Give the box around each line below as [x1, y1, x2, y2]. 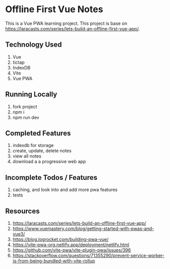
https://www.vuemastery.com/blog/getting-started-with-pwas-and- [12, 225, 154, 232]
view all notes [12, 153, 41, 159]
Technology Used [5, 41, 62, 49]
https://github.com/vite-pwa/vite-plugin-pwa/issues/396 [12, 247, 131, 253]
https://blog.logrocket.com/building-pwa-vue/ [12, 237, 109, 242]
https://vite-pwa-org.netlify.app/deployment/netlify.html [12, 242, 130, 248]
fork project [12, 103, 37, 109]
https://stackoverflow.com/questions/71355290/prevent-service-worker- [12, 252, 165, 258]
